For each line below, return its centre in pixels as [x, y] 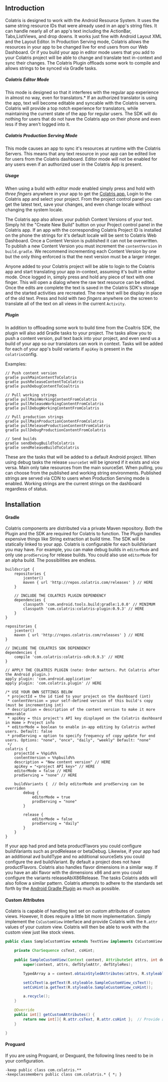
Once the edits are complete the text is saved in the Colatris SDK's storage [82, 287]
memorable [15, 714]
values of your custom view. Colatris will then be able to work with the [77, 927]
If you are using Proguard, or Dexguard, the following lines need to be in [79, 1055]
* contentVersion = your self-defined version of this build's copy [80, 701]
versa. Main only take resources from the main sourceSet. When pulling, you [84, 467]
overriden [15, 789]
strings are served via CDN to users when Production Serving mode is [77, 478]
